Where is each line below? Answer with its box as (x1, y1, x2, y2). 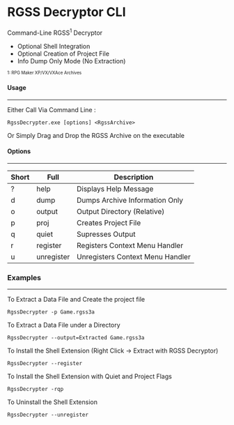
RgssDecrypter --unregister (7, 412, 89, 419)
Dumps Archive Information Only (76, 196, 183, 205)
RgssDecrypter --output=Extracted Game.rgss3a (7, 334, 145, 341)
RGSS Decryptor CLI (7, 4, 127, 20)
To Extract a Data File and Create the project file (7, 295, 145, 304)
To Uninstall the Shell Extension (7, 398, 97, 406)
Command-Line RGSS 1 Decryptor (7, 27, 103, 37)
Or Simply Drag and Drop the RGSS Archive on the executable (7, 131, 185, 139)
